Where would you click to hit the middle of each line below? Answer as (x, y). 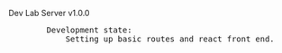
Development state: (89, 30)
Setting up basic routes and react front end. (170, 39)
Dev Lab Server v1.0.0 (49, 13)
